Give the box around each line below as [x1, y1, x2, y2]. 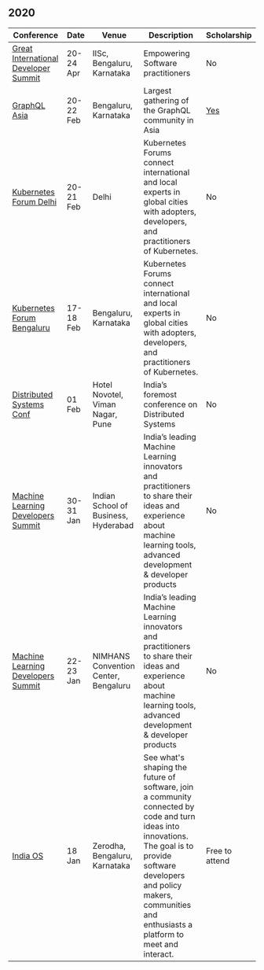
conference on [143, 399, 198, 410]
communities [143, 899, 192, 910]
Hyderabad [92, 519, 134, 530]
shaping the [143, 762, 187, 773]
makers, [143, 889, 174, 900]
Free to [205, 845, 233, 856]
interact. [143, 948, 174, 959]
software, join [143, 781, 194, 792]
